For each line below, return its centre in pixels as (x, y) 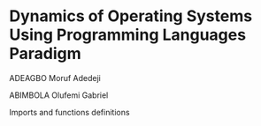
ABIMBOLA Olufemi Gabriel (59, 95)
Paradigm (45, 54)
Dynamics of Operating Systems (131, 16)
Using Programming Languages (127, 35)
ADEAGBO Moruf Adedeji (55, 78)
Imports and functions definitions (69, 112)
